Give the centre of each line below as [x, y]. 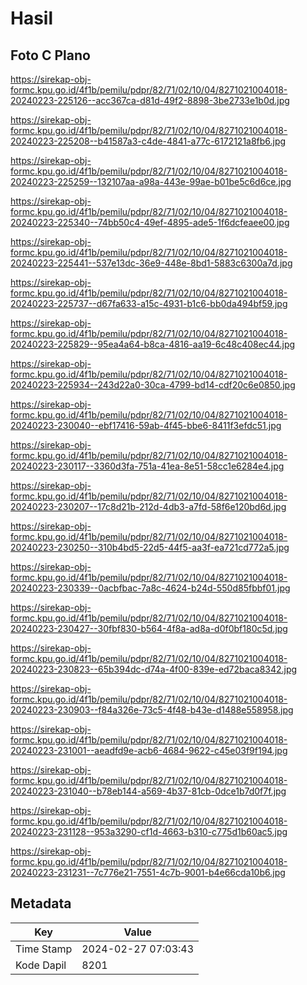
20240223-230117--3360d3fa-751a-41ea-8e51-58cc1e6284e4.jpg [147, 466]
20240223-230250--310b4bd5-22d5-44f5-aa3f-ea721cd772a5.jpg [150, 547]
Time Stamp [44, 949]
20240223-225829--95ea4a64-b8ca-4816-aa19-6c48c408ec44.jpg [153, 344]
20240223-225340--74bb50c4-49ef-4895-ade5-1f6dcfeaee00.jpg [150, 222]
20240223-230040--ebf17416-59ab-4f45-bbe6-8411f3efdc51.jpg [146, 425]
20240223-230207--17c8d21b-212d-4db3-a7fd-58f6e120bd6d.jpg [148, 506]
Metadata [41, 903]
